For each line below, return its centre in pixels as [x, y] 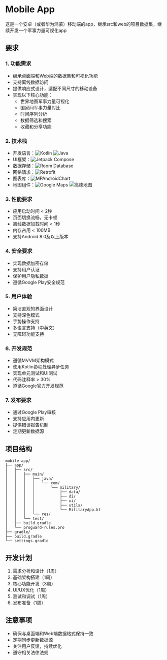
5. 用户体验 [19, 297]
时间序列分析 [34, 114]
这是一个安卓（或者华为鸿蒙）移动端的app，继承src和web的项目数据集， [81, 24]
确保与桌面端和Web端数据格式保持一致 [53, 633]
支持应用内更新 [28, 419]
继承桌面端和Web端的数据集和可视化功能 [55, 76]
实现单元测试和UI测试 [35, 373]
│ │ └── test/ [25, 519]
